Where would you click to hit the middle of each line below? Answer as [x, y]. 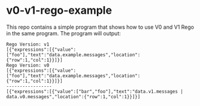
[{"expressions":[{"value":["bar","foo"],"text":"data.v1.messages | [95, 91]
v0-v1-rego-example [59, 10]
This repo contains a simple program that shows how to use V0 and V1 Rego [100, 27]
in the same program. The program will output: [63, 33]
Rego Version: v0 [28, 65]
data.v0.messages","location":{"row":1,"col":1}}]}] [73, 96]
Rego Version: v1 [28, 44]
